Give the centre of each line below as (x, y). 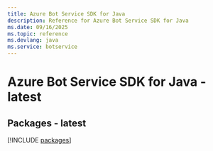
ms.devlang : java (33, 40)
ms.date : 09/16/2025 (38, 27)
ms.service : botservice (43, 47)
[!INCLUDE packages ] (39, 140)
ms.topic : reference (38, 34)
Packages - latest (47, 123)
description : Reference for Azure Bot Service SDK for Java (98, 21)
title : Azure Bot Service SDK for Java (66, 14)
